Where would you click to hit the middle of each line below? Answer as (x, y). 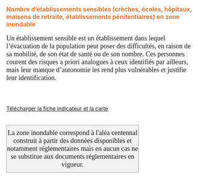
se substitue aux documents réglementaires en (73, 156)
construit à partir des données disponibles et (73, 141)
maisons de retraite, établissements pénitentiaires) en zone (93, 17)
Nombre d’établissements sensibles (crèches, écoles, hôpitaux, (99, 9)
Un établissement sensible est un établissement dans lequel (86, 38)
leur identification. (31, 78)
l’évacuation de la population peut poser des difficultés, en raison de (99, 46)
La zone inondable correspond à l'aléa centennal (73, 133)
